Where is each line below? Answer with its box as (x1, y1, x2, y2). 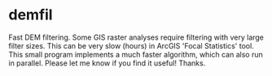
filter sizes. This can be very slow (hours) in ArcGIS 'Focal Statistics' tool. (8, 40, 254, 50)
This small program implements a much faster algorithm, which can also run (8, 49, 263, 59)
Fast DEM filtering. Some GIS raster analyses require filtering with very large (8, 32, 265, 42)
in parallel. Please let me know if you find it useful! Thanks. (8, 58, 206, 68)
